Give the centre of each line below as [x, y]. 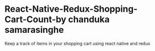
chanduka [89, 19]
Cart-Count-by [35, 19]
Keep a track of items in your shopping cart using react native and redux [77, 43]
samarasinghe [34, 30]
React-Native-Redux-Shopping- [71, 9]
